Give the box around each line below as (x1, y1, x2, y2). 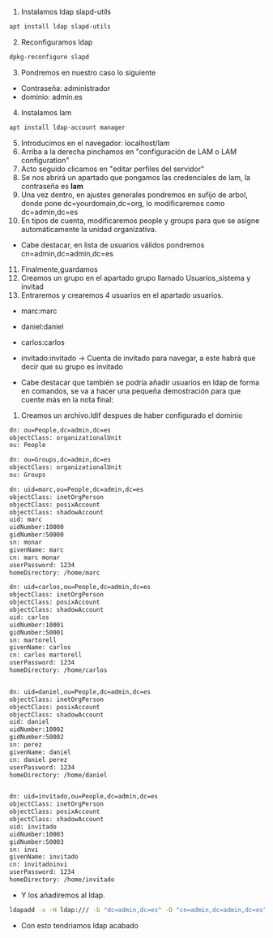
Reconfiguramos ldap (20, 37, 93, 47)
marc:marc (20, 306, 58, 316)
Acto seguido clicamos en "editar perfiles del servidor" (20, 164, 205, 174)
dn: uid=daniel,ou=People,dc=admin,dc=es (9, 687, 151, 696)
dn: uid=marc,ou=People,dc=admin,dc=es (9, 485, 144, 493)
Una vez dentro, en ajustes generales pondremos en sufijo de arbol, (20, 190, 248, 200)
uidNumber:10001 (9, 621, 64, 629)
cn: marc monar (9, 553, 61, 562)
